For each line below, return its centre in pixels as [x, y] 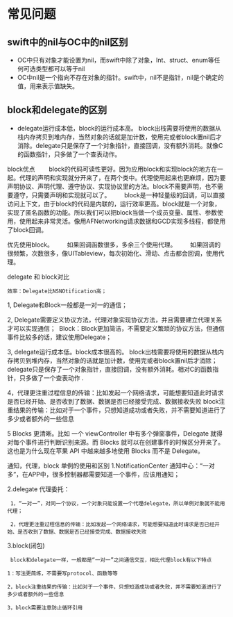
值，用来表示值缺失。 [48, 86]
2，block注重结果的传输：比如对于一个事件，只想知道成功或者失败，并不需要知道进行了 [114, 587]
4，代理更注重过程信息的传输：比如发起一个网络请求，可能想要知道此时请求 [115, 393]
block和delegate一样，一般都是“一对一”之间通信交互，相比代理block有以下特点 [111, 560]
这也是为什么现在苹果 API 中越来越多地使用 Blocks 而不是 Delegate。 [105, 451]
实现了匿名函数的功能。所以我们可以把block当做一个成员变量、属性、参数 [112, 212]
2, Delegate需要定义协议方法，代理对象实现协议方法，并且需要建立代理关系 [115, 320]
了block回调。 [27, 229]
